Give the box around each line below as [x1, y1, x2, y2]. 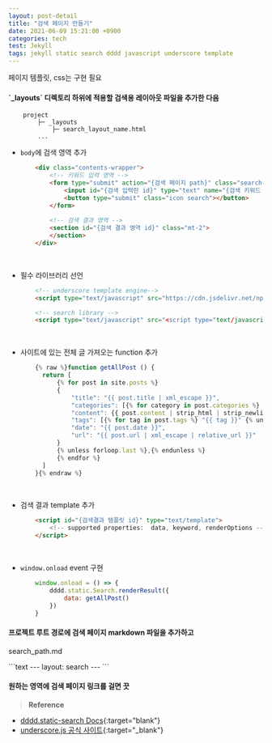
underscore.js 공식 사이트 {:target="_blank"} [19, 725, 164, 735]
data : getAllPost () [63, 594, 130, 602]
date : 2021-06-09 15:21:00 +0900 [8, 27, 121, 35]
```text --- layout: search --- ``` [8, 661, 110, 672]
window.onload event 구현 [19, 563, 104, 573]
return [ [41, 371, 72, 380]
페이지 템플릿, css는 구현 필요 [8, 73, 103, 82]
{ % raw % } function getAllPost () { [35, 363, 155, 372]
